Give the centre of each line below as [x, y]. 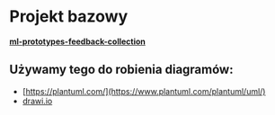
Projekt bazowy [69, 17]
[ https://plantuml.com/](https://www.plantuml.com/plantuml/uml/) [144, 91]
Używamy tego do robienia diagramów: [121, 70]
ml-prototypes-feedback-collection [78, 41]
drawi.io [37, 101]
